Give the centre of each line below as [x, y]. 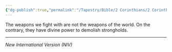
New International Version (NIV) [39, 44]
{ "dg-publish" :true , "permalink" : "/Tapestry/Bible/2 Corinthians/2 [78, 10]
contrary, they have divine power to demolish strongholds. [67, 30]
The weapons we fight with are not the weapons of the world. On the [78, 24]
